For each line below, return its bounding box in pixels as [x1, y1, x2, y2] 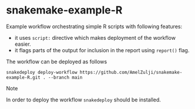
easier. [14, 40, 31, 47]
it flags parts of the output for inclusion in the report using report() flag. [14, 46, 190, 53]
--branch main [48, 74, 83, 80]
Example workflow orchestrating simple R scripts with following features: [6, 23, 183, 30]
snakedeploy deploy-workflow [6, 69, 78, 75]
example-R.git [6, 74, 41, 80]
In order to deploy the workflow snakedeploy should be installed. [6, 96, 162, 103]
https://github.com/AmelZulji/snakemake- [79, 69, 183, 75]
